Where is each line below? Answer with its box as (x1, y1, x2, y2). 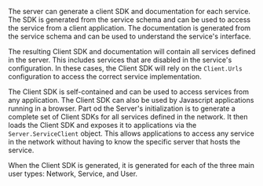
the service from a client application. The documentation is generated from (8, 24, 251, 32)
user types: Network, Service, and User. (8, 169, 138, 178)
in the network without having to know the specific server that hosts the (8, 137, 241, 146)
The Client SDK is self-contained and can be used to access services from (8, 87, 250, 97)
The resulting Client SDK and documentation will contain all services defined (8, 47, 256, 56)
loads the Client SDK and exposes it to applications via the (8, 121, 197, 129)
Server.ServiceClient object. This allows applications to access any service (8, 129, 255, 138)
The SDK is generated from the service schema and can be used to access (8, 15, 251, 24)
